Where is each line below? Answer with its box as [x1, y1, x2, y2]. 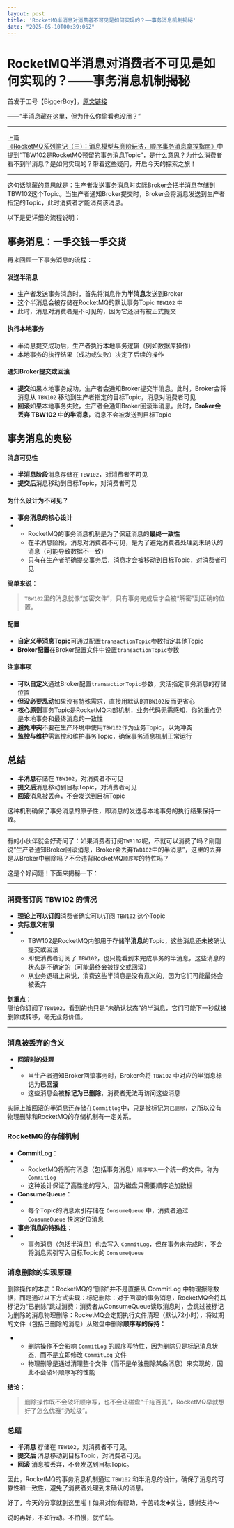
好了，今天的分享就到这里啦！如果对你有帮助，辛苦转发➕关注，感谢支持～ [7, 1499, 219, 1507]
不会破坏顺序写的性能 [33, 1367, 95, 1376]
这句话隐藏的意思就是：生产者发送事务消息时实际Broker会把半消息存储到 [7, 181, 216, 189]
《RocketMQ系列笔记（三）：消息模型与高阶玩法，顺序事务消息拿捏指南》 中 [7, 142, 224, 151]
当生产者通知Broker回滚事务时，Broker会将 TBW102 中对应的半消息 [27, 1071, 217, 1080]
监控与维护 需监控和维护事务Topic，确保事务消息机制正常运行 [17, 732, 193, 740]
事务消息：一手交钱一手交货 [7, 235, 127, 248]
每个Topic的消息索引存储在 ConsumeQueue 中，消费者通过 [27, 1206, 189, 1215]
